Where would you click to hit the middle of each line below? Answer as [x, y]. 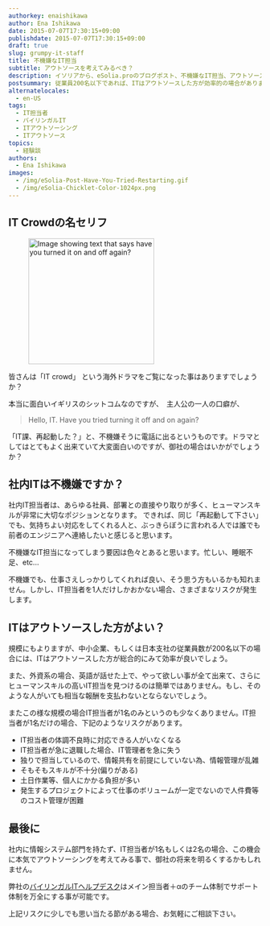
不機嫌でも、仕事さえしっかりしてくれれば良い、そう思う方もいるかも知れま [135, 580]
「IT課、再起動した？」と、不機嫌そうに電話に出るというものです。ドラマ [131, 436]
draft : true [28, 46]
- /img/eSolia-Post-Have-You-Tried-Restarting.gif [102, 181]
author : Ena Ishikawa [45, 23]
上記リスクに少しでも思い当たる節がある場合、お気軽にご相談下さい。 [125, 914]
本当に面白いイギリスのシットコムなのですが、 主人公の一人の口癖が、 [126, 403]
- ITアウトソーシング [47, 128]
